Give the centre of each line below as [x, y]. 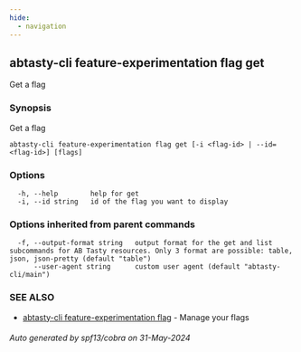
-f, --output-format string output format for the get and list [145, 243]
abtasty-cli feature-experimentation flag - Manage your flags [136, 317]
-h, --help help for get [79, 194]
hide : [19, 18]
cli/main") [30, 275]
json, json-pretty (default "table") [80, 259]
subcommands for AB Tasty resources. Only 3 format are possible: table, [151, 251]
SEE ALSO [32, 298]
